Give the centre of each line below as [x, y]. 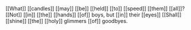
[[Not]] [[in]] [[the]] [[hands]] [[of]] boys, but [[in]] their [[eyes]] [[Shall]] [94, 15]
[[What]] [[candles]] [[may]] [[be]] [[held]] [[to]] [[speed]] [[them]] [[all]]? [95, 9]
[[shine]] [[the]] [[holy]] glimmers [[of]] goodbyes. [67, 21]
